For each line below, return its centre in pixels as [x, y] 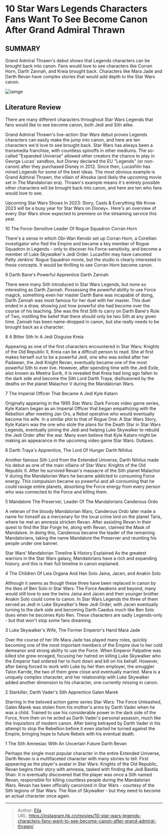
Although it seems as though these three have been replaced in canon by [81, 583]
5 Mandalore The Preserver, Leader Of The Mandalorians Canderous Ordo [82, 502]
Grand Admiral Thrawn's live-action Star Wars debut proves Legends [76, 134]
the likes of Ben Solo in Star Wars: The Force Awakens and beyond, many [81, 588]
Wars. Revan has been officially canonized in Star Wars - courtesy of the [80, 785]
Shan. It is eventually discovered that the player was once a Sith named [79, 774]
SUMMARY [23, 48]
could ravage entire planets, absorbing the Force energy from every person [83, 486]
